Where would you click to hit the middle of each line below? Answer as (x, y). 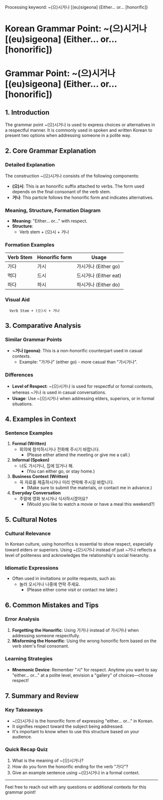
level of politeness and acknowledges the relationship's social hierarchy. (77, 555)
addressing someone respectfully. (46, 636)
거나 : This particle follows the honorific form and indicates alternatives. (83, 197)
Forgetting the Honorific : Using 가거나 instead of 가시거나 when (75, 630)
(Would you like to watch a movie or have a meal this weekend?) (91, 504)
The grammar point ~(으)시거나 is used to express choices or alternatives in (80, 125)
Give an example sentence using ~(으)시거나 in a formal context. (76, 773)
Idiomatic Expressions (32, 568)
